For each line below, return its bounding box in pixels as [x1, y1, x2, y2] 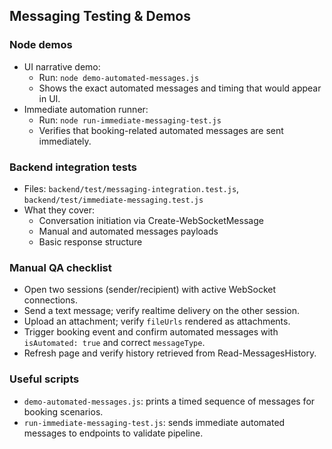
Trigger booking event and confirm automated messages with [23, 326, 279, 338]
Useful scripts [9, 372, 80, 386]
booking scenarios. [23, 405, 104, 418]
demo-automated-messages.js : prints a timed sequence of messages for [23, 395, 316, 407]
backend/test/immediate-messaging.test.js [23, 195, 204, 205]
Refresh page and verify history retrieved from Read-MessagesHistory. [23, 347, 317, 359]
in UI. [38, 92, 61, 104]
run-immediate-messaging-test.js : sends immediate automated [23, 416, 286, 428]
